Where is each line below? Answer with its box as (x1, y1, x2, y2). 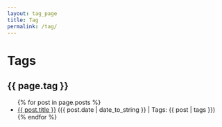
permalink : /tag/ (7, 23, 58, 30)
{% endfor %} (17, 113, 58, 121)
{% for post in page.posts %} (17, 98, 101, 107)
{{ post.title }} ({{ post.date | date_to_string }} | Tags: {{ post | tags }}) (17, 106, 216, 114)
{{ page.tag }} (7, 80, 69, 92)
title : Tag (7, 17, 39, 23)
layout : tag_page (7, 10, 58, 17)
